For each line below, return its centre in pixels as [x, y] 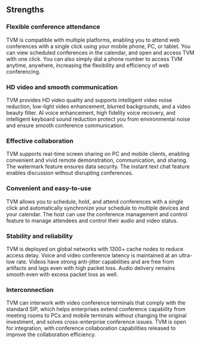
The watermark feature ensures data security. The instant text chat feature [98, 167]
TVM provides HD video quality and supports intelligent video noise [89, 100]
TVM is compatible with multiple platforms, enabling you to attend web [93, 40]
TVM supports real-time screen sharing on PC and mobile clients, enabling [98, 154]
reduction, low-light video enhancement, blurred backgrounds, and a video [99, 106]
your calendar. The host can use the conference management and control [97, 214]
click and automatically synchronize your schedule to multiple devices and [98, 208]
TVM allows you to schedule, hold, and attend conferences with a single [95, 201]
